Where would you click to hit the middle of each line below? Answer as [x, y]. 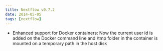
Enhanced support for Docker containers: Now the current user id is [83, 33]
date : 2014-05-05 [23, 14]
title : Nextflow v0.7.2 [30, 10]
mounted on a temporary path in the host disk [60, 44]
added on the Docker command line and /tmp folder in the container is [85, 38]
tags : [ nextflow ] [23, 19]
